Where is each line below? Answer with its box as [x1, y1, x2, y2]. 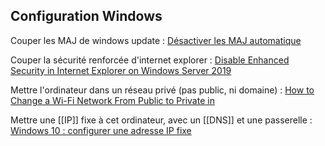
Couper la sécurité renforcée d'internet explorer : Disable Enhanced [10, 54, 290, 66]
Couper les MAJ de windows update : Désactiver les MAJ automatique [10, 34, 302, 46]
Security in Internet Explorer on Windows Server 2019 [10, 64, 232, 76]
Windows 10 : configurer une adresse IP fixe [10, 124, 192, 136]
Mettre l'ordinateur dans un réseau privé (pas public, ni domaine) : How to [10, 84, 315, 96]
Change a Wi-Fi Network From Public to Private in [10, 94, 215, 106]
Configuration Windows [10, 8, 163, 25]
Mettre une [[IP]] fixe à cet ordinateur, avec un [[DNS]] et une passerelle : [10, 114, 313, 126]
